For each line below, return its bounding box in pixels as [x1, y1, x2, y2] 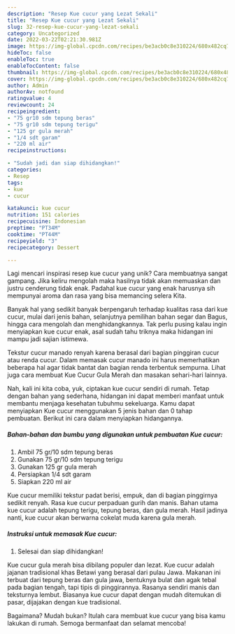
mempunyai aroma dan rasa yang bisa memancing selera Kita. [7, 291, 187, 300]
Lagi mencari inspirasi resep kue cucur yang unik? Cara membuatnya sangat [7, 269, 228, 277]
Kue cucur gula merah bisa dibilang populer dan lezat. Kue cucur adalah [7, 561, 215, 570]
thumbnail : [7, 69, 39, 76]
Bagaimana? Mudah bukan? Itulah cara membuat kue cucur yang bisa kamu [7, 612, 226, 620]
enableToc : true [7, 56, 55, 63]
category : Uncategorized [7, 29, 80, 37]
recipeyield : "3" [7, 237, 58, 244]
